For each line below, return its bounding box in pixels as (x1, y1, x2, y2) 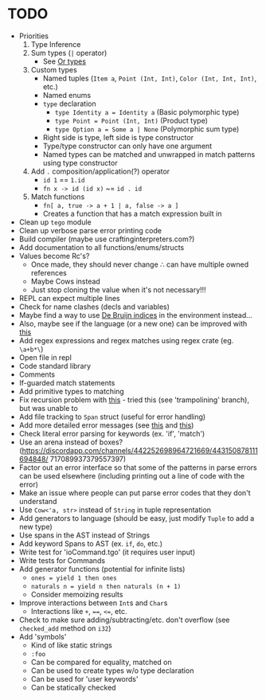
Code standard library (18, 361, 92, 370)
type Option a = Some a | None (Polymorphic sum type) (54, 124, 240, 134)
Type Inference (30, 39, 81, 49)
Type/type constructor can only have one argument (42, 141, 213, 151)
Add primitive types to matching (18, 386, 124, 396)
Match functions (30, 192, 85, 201)
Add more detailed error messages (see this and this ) (18, 420, 194, 430)
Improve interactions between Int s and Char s (18, 598, 168, 608)
